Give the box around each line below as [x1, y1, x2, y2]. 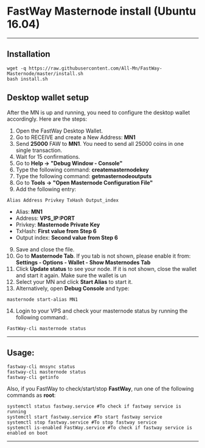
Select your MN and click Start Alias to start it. [15, 278, 133, 285]
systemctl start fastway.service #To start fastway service [7, 414, 163, 421]
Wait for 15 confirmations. [15, 153, 80, 160]
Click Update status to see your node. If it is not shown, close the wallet [15, 265, 197, 272]
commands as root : [7, 392, 56, 399]
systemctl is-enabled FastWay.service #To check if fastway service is [7, 425, 192, 431]
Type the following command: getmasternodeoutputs [15, 172, 152, 179]
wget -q [7, 65, 27, 71]
